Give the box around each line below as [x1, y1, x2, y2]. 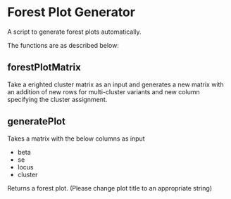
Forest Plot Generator [7, 4, 136, 20]
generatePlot [7, 115, 65, 127]
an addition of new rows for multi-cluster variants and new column [7, 87, 201, 96]
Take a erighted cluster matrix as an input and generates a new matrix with [7, 80, 224, 89]
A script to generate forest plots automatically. [7, 27, 142, 36]
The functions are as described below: [7, 41, 120, 49]
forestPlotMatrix [7, 61, 81, 74]
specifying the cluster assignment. [7, 95, 108, 103]
